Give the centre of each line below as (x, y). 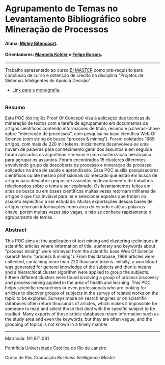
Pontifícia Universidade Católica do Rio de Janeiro (56, 348)
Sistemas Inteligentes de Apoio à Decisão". (48, 80)
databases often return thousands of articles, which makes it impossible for (82, 303)
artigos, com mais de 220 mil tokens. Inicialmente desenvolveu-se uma (77, 144)
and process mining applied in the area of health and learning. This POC (78, 282)
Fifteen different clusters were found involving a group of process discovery (82, 277)
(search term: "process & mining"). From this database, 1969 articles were (80, 256)
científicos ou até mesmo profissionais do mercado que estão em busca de (81, 175)
